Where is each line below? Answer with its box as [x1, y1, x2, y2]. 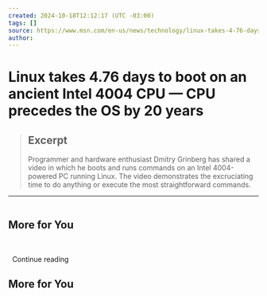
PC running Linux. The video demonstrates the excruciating [58, 172, 253, 181]
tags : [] [8, 19, 37, 27]
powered [27, 172, 57, 181]
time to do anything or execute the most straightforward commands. [27, 180, 252, 189]
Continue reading [11, 255, 69, 264]
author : [8, 33, 34, 42]
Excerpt [27, 133, 68, 147]
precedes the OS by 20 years [8, 102, 204, 120]
